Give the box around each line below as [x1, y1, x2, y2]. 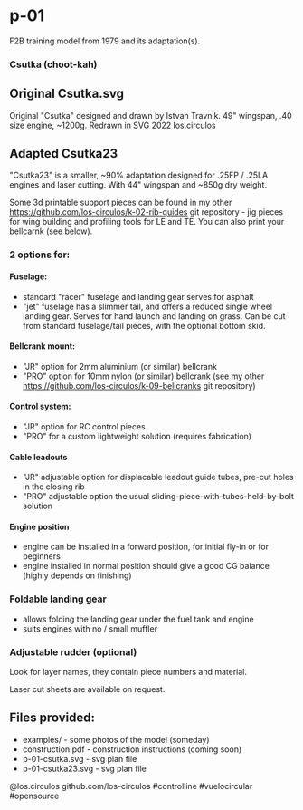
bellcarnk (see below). [9, 226, 93, 236]
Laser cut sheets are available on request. [9, 684, 166, 695]
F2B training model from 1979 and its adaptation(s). [9, 35, 201, 46]
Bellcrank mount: [9, 341, 75, 352]
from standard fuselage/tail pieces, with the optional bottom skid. [22, 320, 266, 331]
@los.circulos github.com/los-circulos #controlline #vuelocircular [9, 780, 253, 791]
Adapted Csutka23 [9, 146, 118, 161]
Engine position [9, 521, 70, 532]
